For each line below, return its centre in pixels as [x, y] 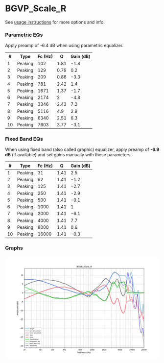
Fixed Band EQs [24, 139]
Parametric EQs [24, 35]
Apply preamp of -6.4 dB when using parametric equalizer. [64, 46]
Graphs [14, 248]
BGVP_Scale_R [36, 9]
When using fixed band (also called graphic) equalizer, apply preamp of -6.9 [82, 149]
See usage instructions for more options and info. [55, 22]
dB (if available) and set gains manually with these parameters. [69, 155]
